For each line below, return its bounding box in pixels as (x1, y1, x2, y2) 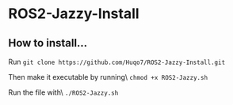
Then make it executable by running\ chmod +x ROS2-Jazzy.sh (8, 73, 208, 81)
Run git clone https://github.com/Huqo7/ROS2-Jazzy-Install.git (8, 57, 226, 66)
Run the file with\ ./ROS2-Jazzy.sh (8, 88, 119, 97)
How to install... (8, 36, 88, 50)
